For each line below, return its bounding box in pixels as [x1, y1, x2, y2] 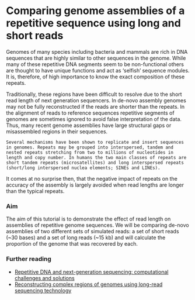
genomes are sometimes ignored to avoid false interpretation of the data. [6, 115, 182, 122]
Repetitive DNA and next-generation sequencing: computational [14, 268, 169, 275]
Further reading [6, 255, 51, 263]
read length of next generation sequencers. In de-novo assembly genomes [6, 96, 187, 104]
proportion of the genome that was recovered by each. [6, 240, 138, 247]
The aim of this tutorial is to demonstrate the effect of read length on [6, 215, 171, 223]
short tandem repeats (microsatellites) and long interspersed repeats [6, 160, 184, 165]
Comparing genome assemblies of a [6, 4, 185, 18]
